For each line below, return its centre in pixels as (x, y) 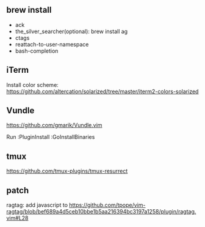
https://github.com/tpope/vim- (107, 205)
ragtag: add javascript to (37, 205)
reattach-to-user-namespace (52, 44)
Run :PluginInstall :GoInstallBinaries (51, 137)
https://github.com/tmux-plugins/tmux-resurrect (67, 171)
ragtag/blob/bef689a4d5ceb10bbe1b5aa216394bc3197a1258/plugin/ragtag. (101, 212)
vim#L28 (17, 218)
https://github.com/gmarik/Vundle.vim (54, 125)
